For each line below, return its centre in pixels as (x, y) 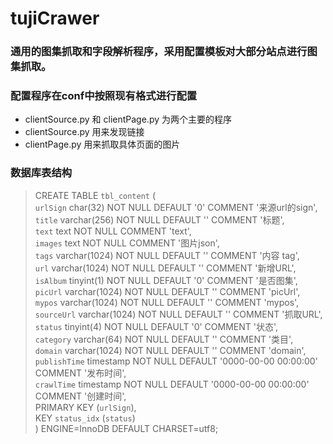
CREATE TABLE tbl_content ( (95, 195)
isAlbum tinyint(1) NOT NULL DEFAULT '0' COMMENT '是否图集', (166, 280)
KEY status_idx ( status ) (85, 418)
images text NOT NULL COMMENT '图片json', (127, 243)
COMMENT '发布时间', (80, 373)
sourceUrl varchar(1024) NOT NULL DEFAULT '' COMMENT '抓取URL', (178, 314)
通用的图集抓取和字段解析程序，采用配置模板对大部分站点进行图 (164, 52)
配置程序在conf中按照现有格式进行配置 (104, 96)
